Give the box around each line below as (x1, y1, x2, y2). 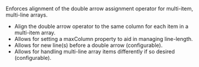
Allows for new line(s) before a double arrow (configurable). (14, 42, 163, 49)
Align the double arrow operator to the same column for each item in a (14, 23, 189, 30)
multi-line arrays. (5, 11, 48, 18)
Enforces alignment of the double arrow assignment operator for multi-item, (5, 5, 194, 12)
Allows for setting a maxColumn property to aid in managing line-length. (14, 36, 193, 42)
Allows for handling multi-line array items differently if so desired (14, 48, 175, 55)
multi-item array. (14, 29, 56, 36)
